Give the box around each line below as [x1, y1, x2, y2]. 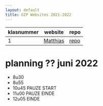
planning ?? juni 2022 [5, 57, 98, 69]
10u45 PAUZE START [12, 85, 57, 91]
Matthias [44, 37, 64, 44]
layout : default [5, 7, 40, 13]
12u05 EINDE [12, 96, 40, 102]
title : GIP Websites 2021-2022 [5, 12, 72, 17]
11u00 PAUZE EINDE [12, 90, 55, 97]
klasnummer [8, 29, 39, 36]
